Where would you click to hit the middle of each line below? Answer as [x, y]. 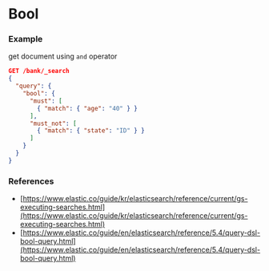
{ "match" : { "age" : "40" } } [87, 108]
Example [26, 39]
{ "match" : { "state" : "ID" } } [91, 131]
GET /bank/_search [39, 71]
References [31, 181]
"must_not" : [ [53, 123]
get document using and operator [63, 56]
